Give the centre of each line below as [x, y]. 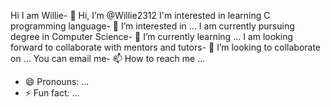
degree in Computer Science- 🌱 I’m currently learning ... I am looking [152, 36]
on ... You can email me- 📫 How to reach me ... [108, 58]
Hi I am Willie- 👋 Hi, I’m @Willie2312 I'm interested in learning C [140, 15]
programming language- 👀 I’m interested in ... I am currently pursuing [152, 26]
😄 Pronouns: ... [57, 81]
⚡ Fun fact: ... [52, 93]
